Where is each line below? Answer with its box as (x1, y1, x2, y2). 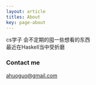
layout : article (6, 8, 46, 15)
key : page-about (6, 19, 46, 25)
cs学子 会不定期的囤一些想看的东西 (6, 36, 91, 43)
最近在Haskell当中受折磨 (6, 43, 65, 50)
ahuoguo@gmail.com (6, 72, 57, 79)
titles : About (6, 14, 41, 20)
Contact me (6, 59, 40, 67)
